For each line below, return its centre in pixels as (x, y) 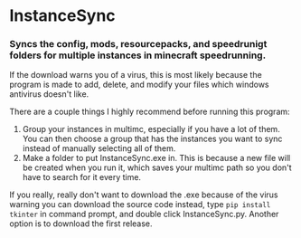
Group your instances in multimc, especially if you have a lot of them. (151, 129)
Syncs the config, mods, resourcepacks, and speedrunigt (138, 44)
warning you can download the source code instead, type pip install (140, 205)
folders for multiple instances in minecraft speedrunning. (138, 55)
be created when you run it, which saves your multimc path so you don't (157, 167)
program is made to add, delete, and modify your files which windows (139, 85)
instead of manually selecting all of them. (99, 148)
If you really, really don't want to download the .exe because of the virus (144, 195)
